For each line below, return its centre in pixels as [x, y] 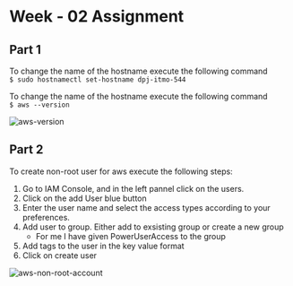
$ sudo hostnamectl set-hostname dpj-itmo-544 [98, 80]
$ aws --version [39, 105]
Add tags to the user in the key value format [103, 246]
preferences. [46, 217]
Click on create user [59, 255]
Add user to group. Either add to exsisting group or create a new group [153, 227]
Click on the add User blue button [84, 198]
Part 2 [26, 150]
